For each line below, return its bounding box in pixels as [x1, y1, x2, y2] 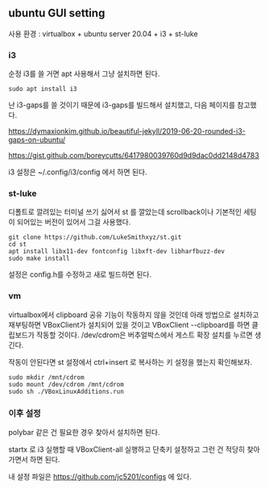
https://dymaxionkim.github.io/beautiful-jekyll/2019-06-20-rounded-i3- [8, 127, 246, 136]
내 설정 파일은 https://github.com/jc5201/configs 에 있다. [8, 472, 192, 481]
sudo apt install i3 [8, 85, 78, 94]
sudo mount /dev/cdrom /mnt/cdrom [8, 380, 125, 388]
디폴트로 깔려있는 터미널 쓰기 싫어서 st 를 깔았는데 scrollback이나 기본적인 [8, 207, 242, 217]
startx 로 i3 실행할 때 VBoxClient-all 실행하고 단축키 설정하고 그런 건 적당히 [8, 445, 246, 454]
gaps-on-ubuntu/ [8, 135, 66, 144]
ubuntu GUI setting [8, 6, 106, 20]
